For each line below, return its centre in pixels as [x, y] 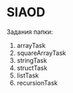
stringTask [32, 60]
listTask [28, 75]
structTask [32, 68]
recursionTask [37, 82]
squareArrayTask [41, 53]
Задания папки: [30, 32]
